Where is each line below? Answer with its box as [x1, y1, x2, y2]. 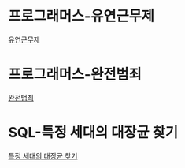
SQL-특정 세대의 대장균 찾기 [8, 124, 179, 142]
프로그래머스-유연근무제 [8, 7, 155, 25]
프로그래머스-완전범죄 [8, 65, 142, 84]
